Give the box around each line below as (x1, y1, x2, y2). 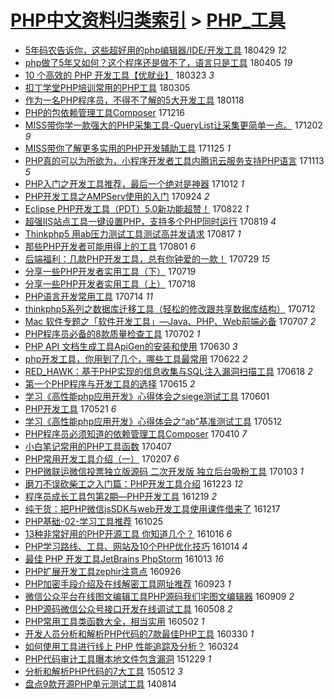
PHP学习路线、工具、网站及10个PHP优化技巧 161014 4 (24, 540, 248, 552)
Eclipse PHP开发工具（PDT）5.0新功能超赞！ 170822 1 (24, 202, 249, 215)
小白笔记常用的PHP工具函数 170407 (24, 440, 172, 452)
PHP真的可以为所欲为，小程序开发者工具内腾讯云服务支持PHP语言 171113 (24, 154, 325, 166)
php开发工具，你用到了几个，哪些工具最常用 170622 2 (24, 352, 248, 365)
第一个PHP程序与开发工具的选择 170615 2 (24, 377, 196, 390)
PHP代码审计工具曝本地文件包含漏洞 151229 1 (24, 652, 212, 665)
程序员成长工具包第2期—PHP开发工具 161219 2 (24, 490, 218, 502)
